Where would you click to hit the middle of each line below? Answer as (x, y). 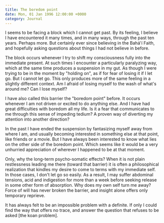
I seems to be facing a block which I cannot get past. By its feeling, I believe (82, 33)
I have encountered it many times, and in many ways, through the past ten (80, 38)
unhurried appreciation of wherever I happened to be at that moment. (75, 149)
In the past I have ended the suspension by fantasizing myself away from (79, 129)
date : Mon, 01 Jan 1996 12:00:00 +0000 (46, 14)
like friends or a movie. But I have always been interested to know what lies (81, 139)
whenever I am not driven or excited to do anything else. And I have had (78, 104)
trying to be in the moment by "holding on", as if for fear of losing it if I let (79, 74)
